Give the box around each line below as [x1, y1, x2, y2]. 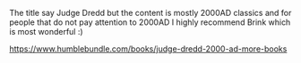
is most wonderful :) [9, 27, 83, 36]
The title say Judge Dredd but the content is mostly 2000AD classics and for [9, 8, 292, 18]
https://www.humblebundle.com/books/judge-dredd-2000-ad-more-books [9, 43, 288, 54]
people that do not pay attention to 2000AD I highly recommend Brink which [9, 17, 291, 28]
